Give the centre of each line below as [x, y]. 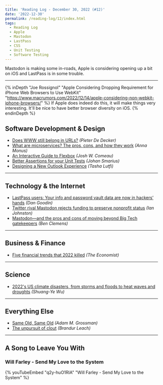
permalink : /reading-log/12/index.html [45, 18]
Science [18, 275]
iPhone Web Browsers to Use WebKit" [43, 93]
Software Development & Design [55, 128]
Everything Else [29, 311]
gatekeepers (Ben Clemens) [40, 223]
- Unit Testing [25, 50]
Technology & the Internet [45, 186]
